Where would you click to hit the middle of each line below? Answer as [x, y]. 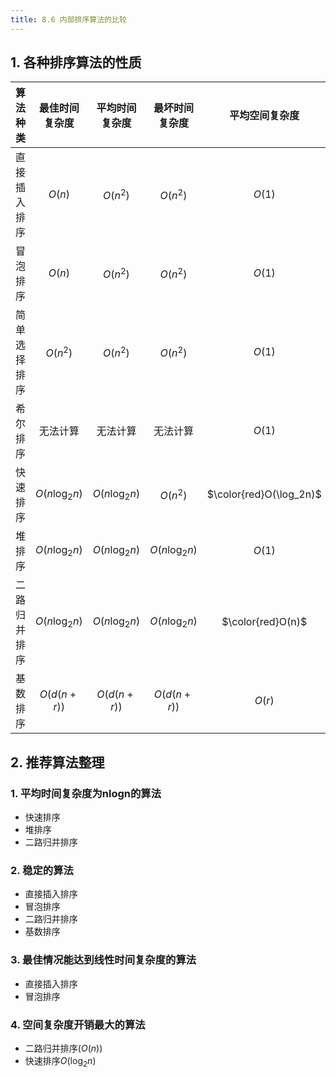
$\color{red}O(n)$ [264, 622]
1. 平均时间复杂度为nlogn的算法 [86, 793]
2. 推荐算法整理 [57, 762]
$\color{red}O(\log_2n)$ [264, 494]
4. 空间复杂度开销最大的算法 [78, 1024]
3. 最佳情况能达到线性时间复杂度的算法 [103, 960]
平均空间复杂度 [264, 116]
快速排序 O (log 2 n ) [60, 1062]
